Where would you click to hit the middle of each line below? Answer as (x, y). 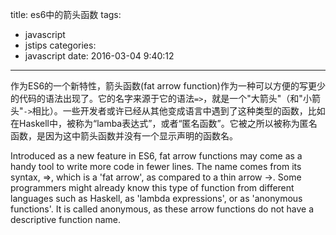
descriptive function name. (66, 219)
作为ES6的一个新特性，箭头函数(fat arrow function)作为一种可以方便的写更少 (168, 86)
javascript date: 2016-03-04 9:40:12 (99, 56)
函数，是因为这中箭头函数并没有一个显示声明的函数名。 (124, 136)
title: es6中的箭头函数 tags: (66, 14)
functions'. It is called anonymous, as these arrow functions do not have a (162, 209)
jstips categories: (60, 45)
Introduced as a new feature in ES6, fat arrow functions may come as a (156, 156)
